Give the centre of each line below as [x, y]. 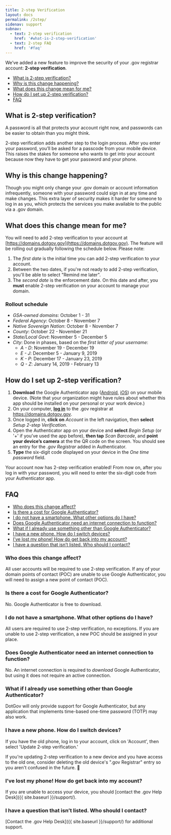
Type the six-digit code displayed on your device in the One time [81, 452]
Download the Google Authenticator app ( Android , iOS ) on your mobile [87, 392]
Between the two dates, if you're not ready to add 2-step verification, [86, 269]
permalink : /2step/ [26, 19]
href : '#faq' [28, 48]
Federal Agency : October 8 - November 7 [56, 321]
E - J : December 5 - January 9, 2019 [59, 353]
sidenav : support [24, 24]
